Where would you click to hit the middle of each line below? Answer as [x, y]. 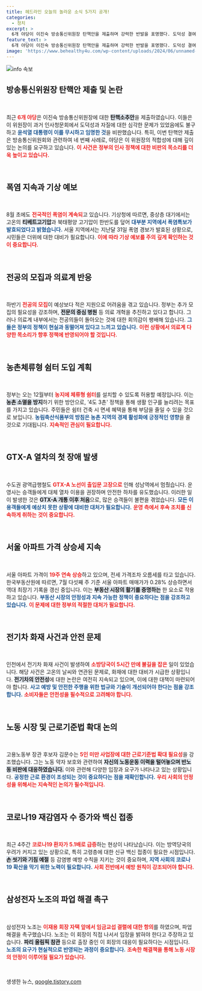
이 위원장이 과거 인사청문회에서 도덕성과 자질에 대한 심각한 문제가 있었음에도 [95, 125]
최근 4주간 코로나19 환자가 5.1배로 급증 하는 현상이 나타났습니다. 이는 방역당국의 [99, 845]
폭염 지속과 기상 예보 [42, 187]
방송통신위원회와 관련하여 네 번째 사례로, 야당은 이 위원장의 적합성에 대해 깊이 [103, 140]
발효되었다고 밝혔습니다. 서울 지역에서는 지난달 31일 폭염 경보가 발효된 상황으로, [99, 230]
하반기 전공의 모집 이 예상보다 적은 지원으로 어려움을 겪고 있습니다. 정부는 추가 [97, 304]
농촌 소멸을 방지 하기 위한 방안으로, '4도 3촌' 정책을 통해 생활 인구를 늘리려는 [95, 402]
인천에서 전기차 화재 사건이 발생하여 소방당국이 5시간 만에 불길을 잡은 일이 [92, 664]
